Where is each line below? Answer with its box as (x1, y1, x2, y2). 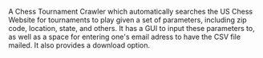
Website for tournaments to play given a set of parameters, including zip (8, 15, 247, 25)
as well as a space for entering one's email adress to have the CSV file (8, 32, 241, 41)
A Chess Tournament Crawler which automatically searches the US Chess (8, 7, 253, 16)
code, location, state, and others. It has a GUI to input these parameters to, (8, 24, 255, 33)
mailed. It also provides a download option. (8, 41, 151, 50)
